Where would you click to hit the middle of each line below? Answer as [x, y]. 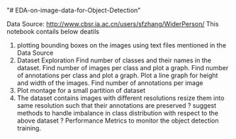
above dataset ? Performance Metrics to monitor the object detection [118, 121]
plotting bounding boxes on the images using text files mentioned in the [122, 45]
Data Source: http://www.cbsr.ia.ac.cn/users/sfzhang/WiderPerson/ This [113, 24]
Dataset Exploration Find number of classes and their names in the [114, 60]
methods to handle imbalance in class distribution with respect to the [118, 113]
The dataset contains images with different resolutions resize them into [120, 98]
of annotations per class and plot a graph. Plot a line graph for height [117, 75]
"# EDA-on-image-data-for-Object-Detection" [74, 10]
